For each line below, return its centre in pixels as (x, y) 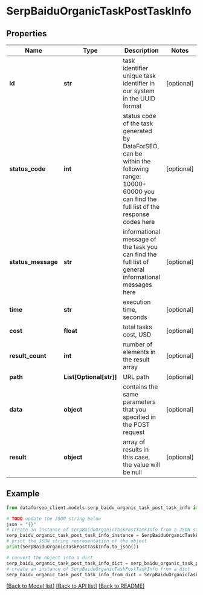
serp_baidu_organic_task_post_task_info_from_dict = (74, 574)
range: (132, 176)
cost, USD (137, 334)
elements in (139, 352)
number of (138, 344)
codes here (139, 222)
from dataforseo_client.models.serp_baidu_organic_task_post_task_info (98, 508)
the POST (136, 425)
